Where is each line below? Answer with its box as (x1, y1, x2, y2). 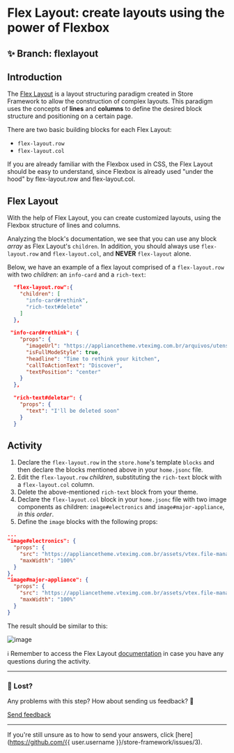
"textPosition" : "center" (25, 368, 101, 375)
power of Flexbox (7, 20, 110, 36)
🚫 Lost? (7, 681, 33, 691)
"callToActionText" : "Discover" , (25, 362, 123, 369)
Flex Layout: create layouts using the (7, 5, 225, 21)
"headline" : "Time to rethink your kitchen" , (25, 355, 160, 363)
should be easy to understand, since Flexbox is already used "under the (7, 168, 214, 176)
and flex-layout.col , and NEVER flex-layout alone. (40, 249, 192, 258)
